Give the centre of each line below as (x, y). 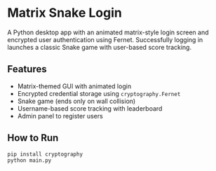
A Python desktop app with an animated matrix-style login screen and (108, 32)
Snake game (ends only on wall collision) (76, 101)
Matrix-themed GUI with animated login (74, 86)
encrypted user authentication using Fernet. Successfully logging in (105, 39)
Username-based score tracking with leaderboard (90, 108)
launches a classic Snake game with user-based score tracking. (99, 47)
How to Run (33, 138)
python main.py (29, 160)
